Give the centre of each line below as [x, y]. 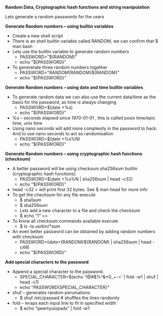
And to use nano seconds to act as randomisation [63, 134]
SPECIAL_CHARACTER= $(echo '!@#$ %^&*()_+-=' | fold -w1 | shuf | [89, 277]
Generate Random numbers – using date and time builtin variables [74, 87]
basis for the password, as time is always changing [64, 102]
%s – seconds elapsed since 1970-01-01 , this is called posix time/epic [84, 118]
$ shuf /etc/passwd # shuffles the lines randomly [70, 298]
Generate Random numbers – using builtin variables [59, 26]
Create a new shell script [38, 36]
